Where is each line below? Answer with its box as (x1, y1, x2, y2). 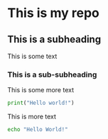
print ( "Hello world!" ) (7, 99, 75, 107)
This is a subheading (7, 33, 102, 45)
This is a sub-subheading (7, 69, 97, 79)
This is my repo (7, 5, 99, 21)
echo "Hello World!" (7, 126, 69, 133)
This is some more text (7, 86, 75, 94)
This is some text (7, 52, 58, 60)
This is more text (7, 112, 57, 121)
